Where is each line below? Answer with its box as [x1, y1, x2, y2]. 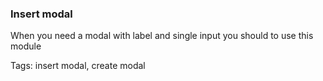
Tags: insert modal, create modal [10, 60, 146, 72]
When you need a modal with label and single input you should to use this [10, 30, 314, 42]
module [10, 40, 42, 52]
